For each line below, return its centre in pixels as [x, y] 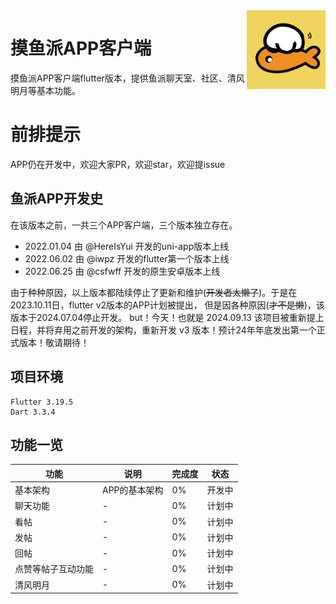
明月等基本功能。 [45, 90]
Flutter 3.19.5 [42, 402]
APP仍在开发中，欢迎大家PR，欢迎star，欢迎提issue [118, 164]
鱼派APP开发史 [56, 199]
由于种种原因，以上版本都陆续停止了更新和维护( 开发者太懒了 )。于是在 [154, 292]
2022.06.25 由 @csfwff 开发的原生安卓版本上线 [122, 271]
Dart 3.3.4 [33, 412]
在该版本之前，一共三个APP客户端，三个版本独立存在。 [124, 225]
